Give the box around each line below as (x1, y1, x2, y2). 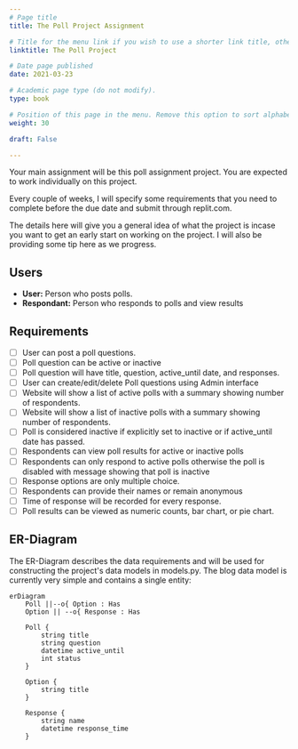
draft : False (9, 134, 58, 143)
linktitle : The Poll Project (9, 45, 117, 54)
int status (41, 654, 82, 663)
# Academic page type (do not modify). (9, 86, 157, 95)
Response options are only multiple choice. (21, 475, 180, 486)
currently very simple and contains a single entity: (9, 575, 192, 585)
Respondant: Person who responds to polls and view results (21, 298, 244, 309)
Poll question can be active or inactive (21, 358, 161, 368)
